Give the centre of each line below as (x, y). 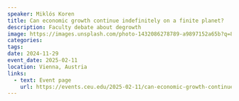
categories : (25, 41)
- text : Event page (43, 80)
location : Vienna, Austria (47, 67)
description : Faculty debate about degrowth (74, 27)
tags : (15, 47)
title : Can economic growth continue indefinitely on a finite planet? (116, 21)
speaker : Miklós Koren (41, 14)
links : (17, 73)
